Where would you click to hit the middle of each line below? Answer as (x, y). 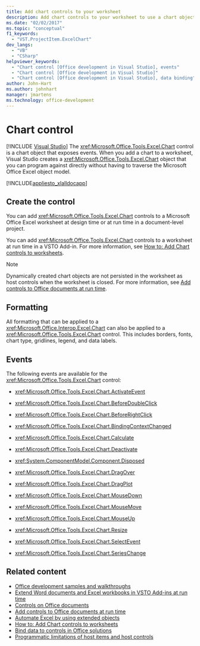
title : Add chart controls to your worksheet (63, 12)
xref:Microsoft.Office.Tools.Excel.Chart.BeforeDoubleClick (86, 403)
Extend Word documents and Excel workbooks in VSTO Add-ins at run (101, 592)
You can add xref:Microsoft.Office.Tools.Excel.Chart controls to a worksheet (99, 240)
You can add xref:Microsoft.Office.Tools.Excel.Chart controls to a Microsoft (98, 216)
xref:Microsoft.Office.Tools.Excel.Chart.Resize (71, 530)
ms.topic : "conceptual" (36, 28)
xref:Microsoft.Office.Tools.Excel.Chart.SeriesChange (80, 553)
